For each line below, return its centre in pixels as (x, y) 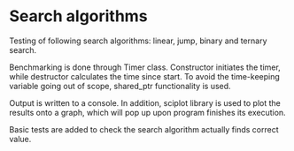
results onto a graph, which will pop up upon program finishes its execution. (147, 112)
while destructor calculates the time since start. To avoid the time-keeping (145, 76)
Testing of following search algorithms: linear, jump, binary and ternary (138, 41)
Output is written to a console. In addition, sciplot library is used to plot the (145, 102)
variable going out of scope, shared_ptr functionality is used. (120, 86)
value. (20, 139)
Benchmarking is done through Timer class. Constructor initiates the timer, (145, 67)
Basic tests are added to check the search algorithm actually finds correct (144, 129)
